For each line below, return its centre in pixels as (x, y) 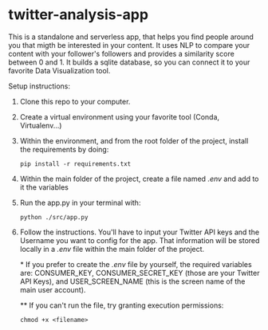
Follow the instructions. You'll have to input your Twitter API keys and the (140, 232)
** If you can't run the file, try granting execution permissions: (122, 305)
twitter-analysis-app (79, 15)
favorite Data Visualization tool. (59, 70)
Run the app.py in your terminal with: (80, 202)
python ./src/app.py (54, 217)
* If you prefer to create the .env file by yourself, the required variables (136, 264)
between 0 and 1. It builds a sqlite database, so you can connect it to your (129, 62)
